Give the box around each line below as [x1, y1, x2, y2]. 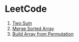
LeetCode [5, 3, 47, 15]
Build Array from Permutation [12, 31, 74, 37]
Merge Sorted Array [12, 25, 55, 31]
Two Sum [12, 20, 33, 26]
